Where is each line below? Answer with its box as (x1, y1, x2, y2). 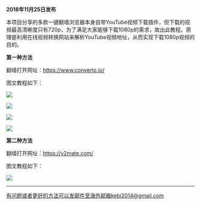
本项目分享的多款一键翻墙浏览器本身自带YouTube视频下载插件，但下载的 (6, 19, 185, 26)
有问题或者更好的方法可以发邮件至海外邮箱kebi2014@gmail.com (6, 192, 165, 199)
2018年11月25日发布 (6, 6, 57, 13)
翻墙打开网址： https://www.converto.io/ (6, 67, 105, 74)
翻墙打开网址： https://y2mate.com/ (6, 150, 94, 156)
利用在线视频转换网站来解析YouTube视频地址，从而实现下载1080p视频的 (16, 34, 195, 41)
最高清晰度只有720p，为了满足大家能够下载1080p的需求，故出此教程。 (11, 26, 187, 33)
